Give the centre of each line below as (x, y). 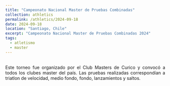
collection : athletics (29, 15)
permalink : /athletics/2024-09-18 (42, 19)
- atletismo (23, 43)
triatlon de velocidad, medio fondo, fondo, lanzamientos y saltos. (73, 78)
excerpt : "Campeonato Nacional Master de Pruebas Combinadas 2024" (78, 33)
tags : (11, 38)
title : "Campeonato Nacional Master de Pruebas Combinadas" (70, 10)
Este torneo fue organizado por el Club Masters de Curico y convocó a (85, 67)
